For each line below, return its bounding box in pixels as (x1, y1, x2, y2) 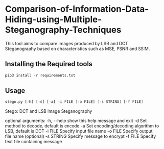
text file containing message (5, 139, 62, 145)
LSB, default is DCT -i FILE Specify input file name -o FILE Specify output (5, 128, 153, 134)
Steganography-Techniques (5, 25, 121, 35)
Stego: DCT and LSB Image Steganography (5, 108, 92, 114)
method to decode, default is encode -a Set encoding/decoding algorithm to (5, 123, 159, 129)
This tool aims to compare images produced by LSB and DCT (5, 40, 128, 46)
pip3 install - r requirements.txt (5, 73, 76, 78)
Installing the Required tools (5, 60, 93, 68)
